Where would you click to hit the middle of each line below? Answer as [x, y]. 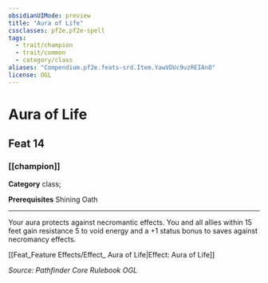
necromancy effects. [42, 239]
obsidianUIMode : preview [49, 16]
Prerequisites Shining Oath [53, 199]
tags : [17, 38]
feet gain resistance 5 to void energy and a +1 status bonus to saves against [133, 230]
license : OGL [30, 75]
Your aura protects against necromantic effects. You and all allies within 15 [130, 222]
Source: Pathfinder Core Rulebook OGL [73, 270]
